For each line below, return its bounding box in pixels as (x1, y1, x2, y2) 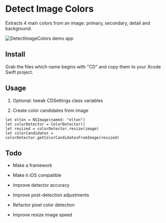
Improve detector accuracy (12, 182, 70, 188)
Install (5, 50, 25, 59)
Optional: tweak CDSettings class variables (12, 97, 103, 104)
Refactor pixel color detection (12, 202, 75, 208)
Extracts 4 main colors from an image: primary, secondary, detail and (5, 20, 150, 26)
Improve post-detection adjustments (12, 192, 89, 198)
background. (5, 25, 32, 31)
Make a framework (12, 162, 52, 168)
